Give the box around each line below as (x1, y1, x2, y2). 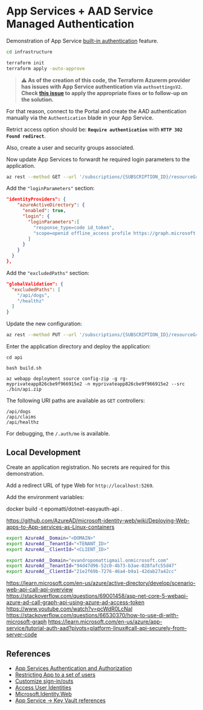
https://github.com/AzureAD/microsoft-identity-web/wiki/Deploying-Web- (6, 517, 190, 524)
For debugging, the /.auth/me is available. (6, 430, 111, 437)
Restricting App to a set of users (14, 671, 95, 678)
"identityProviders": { (6, 196, 66, 202)
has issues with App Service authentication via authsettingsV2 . (21, 83, 183, 90)
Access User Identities (14, 683, 71, 691)
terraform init (6, 59, 45, 66)
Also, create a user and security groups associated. (6, 144, 135, 151)
